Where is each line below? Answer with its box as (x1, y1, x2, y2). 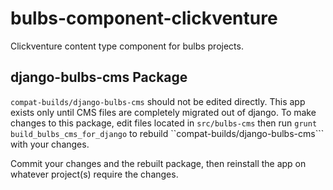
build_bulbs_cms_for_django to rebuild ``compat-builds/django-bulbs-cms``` (10, 127, 325, 139)
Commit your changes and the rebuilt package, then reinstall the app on (10, 157, 307, 169)
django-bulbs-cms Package (10, 69, 188, 86)
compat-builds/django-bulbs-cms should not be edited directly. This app (10, 95, 306, 107)
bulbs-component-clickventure (10, 7, 278, 30)
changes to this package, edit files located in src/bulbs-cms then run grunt (10, 117, 318, 129)
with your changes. (10, 138, 90, 150)
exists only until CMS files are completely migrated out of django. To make (10, 106, 317, 118)
